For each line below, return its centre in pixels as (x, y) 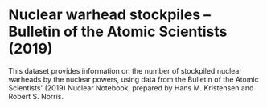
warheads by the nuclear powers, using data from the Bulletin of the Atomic (133, 79)
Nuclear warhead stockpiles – (110, 15)
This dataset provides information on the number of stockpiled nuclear (125, 70)
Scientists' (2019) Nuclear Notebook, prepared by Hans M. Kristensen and (131, 88)
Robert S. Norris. (36, 96)
